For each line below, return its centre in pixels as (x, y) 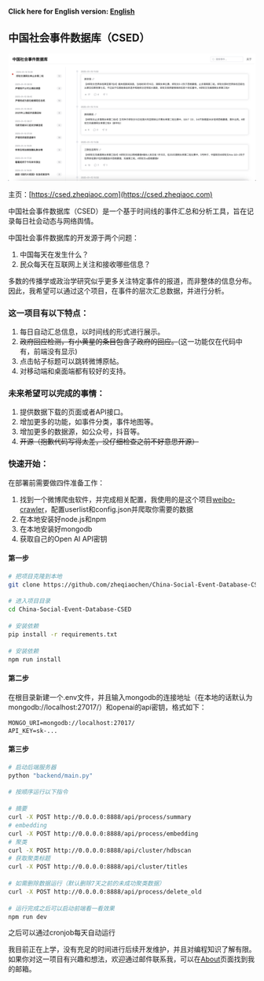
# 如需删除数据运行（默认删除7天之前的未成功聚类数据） (86, 884)
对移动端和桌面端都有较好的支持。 (75, 371)
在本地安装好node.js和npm (63, 519)
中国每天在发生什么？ (54, 254)
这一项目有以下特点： (48, 313)
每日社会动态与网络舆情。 (56, 220)
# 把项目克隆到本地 (35, 576)
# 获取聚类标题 (29, 859)
